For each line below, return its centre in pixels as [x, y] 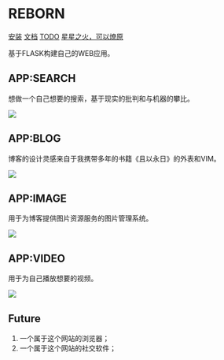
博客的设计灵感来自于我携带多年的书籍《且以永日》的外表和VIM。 [115, 158]
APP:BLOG [35, 139]
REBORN [37, 14]
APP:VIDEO [37, 258]
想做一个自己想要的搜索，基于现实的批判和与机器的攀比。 [101, 98]
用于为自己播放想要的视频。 [53, 278]
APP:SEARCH [42, 78]
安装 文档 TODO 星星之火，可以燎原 [66, 36]
